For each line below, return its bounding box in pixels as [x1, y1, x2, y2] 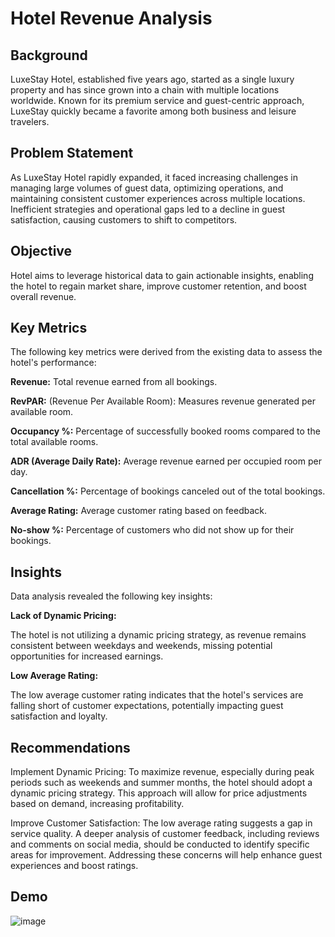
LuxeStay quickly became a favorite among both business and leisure [10, 105, 297, 117]
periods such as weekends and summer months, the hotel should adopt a [10, 777, 313, 789]
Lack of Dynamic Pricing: [10, 610, 117, 622]
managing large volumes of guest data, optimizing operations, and [10, 182, 284, 194]
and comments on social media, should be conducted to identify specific [10, 838, 310, 851]
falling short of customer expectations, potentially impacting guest [10, 700, 284, 712]
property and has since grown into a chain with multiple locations [10, 84, 280, 96]
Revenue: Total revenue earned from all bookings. [10, 376, 218, 388]
